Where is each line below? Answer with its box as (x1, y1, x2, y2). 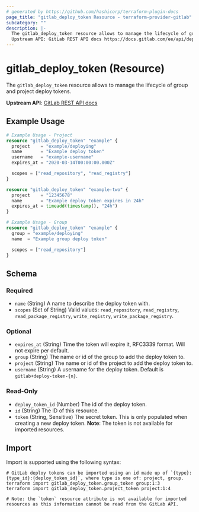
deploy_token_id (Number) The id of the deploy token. (14, 400, 147, 408)
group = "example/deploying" (11, 230, 84, 236)
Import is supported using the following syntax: (6, 459, 121, 466)
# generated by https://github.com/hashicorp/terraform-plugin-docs (6, 8, 179, 15)
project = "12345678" (11, 192, 73, 198)
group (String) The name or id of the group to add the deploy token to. (14, 354, 185, 361)
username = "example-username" (11, 154, 94, 160)
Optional (6, 327, 31, 335)
